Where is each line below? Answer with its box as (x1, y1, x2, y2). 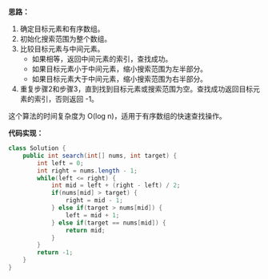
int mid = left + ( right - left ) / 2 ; (50, 181, 181, 190)
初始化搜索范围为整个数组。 (19, 34, 112, 43)
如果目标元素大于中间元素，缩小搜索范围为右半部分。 (31, 75, 208, 83)
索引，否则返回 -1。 (34, 95, 98, 103)
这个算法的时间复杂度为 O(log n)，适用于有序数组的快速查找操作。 (8, 111, 226, 120)
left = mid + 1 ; (65, 211, 120, 219)
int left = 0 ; (37, 159, 84, 167)
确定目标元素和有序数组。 (19, 24, 105, 34)
